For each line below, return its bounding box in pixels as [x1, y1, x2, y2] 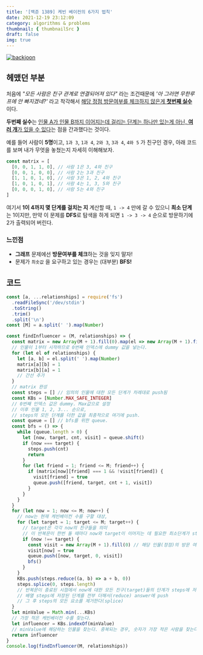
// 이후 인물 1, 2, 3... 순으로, [11, 406, 87, 412]
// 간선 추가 [17, 372, 45, 379]
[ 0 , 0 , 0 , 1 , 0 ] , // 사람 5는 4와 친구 [11, 186, 105, 193]
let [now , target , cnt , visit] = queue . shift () [22, 435, 145, 441]
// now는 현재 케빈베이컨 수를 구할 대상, [17, 514, 108, 520]
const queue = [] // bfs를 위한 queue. [11, 418, 109, 424]
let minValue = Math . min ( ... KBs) [11, 610, 96, 616]
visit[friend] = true [33, 474, 88, 480]
